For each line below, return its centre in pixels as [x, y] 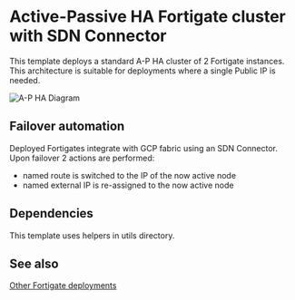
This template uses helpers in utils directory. [92, 235]
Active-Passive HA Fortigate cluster [147, 17]
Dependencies [51, 213]
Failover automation [67, 126]
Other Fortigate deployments [63, 285]
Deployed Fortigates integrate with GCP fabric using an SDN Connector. [144, 148]
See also [34, 263]
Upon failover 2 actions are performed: [82, 158]
